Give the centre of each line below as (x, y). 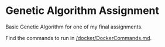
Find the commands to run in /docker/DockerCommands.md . (79, 38)
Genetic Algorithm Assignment (82, 11)
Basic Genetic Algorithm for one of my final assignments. (74, 27)
